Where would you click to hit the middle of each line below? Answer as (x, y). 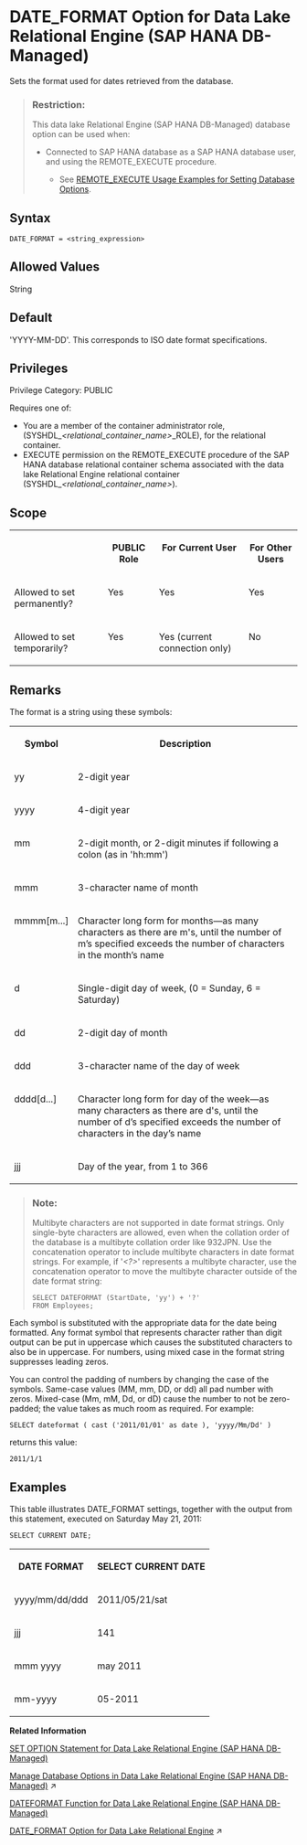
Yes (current (185, 637)
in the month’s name (121, 955)
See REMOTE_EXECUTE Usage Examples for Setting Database (177, 179)
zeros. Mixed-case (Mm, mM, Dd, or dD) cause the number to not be (138, 1399)
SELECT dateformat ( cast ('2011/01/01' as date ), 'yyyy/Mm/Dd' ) (141, 1425)
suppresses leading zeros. (59, 1362)
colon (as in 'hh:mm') (123, 855)
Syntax (30, 218)
